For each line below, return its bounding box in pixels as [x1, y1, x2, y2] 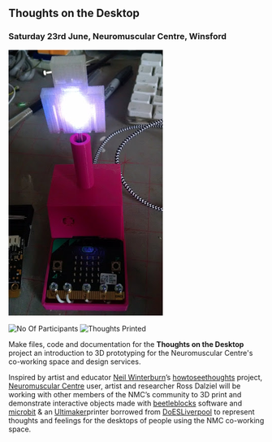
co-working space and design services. [8, 357, 141, 366]
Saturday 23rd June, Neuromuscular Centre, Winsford [8, 31, 227, 42]
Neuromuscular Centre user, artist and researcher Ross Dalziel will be [8, 381, 241, 391]
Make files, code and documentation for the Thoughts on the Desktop [8, 339, 244, 349]
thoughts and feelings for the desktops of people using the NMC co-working [8, 415, 265, 425]
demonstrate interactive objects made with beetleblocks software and [8, 398, 242, 408]
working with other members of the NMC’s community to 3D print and [8, 389, 242, 399]
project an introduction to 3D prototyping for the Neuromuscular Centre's [8, 348, 253, 357]
